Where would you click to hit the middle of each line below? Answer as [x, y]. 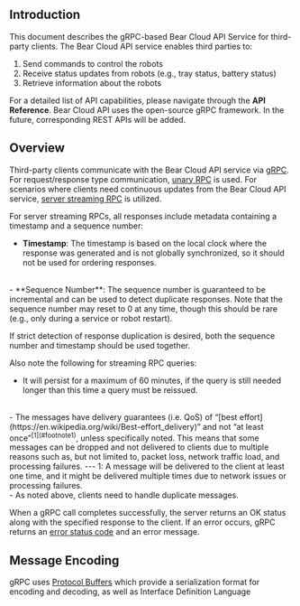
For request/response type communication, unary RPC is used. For [133, 179]
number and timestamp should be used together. [100, 345]
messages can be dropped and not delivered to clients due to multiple [139, 447]
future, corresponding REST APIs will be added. [98, 119]
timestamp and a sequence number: [77, 226]
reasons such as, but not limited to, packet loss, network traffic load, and [145, 457]
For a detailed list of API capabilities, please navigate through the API [137, 100]
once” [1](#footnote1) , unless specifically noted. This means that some [134, 437]
